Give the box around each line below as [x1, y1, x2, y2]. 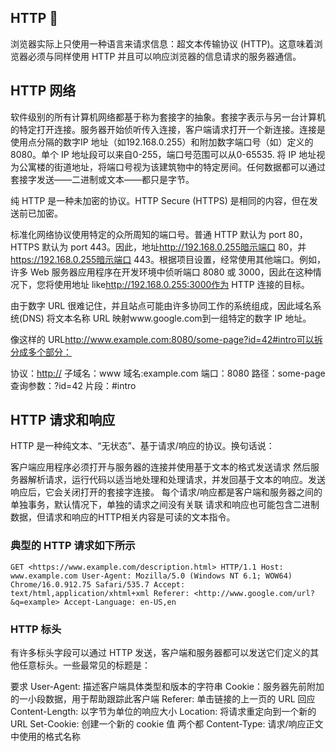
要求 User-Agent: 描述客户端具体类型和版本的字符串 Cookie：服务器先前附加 [10, 681, 325, 693]
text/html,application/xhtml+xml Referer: [10, 588, 190, 598]
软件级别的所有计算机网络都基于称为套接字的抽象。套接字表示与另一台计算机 [10, 111, 326, 123]
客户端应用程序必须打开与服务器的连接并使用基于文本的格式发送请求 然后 [10, 461, 311, 473]
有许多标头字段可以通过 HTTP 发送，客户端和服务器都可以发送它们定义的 [10, 647, 311, 659]
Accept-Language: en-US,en [63, 597, 177, 607]
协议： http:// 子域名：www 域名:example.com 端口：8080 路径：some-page [10, 367, 326, 379]
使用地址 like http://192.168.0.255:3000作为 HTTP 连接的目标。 [53, 278, 310, 290]
